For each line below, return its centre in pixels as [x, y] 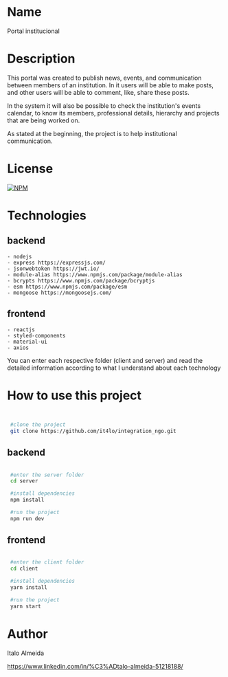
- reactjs [21, 330]
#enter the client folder [47, 562]
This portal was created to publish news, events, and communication [104, 78]
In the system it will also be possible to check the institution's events [104, 106]
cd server [24, 481]
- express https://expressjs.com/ [57, 263]
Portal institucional [33, 31]
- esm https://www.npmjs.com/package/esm [67, 287]
